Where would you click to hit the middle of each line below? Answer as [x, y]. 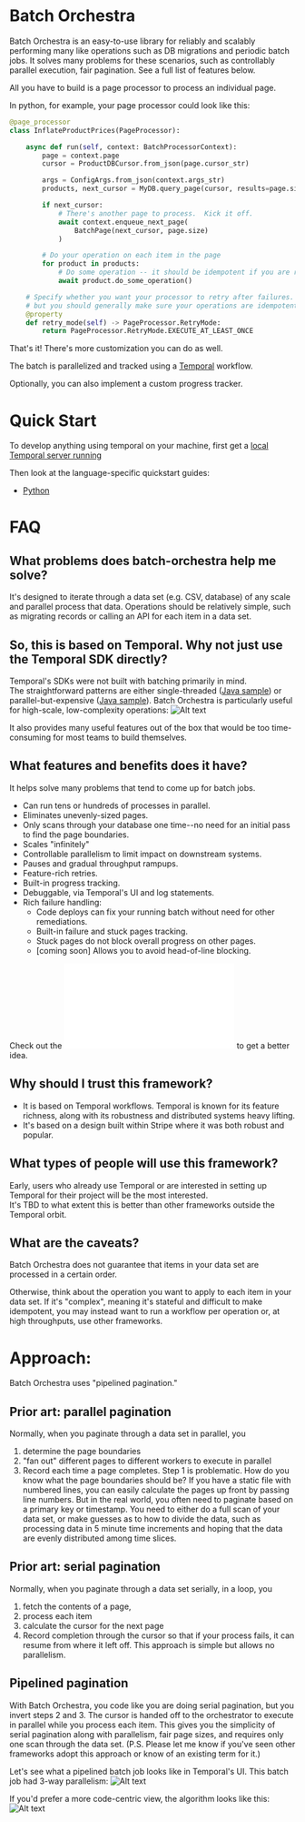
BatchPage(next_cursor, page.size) [141, 230]
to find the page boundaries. [76, 835]
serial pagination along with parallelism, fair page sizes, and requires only [147, 1734]
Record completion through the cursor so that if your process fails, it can [158, 1635]
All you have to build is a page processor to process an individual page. [143, 87]
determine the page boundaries [82, 1452]
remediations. [62, 921]
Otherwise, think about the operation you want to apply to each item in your [151, 1292]
